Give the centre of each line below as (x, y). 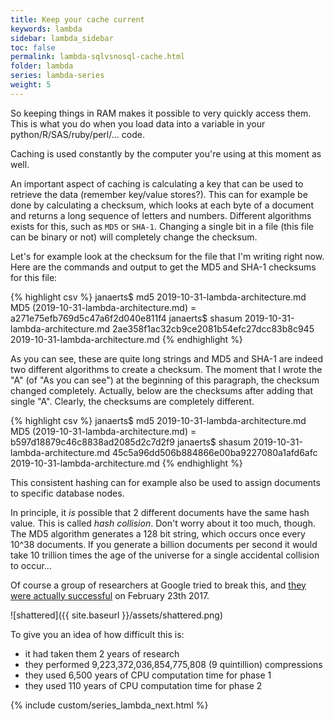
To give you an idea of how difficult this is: (97, 634)
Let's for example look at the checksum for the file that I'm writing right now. (167, 256)
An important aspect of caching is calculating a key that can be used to (157, 183)
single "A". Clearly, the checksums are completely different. (132, 401)
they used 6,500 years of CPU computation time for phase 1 (148, 675)
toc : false (33, 47)
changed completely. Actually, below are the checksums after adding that (162, 390)
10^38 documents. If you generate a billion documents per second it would (164, 544)
